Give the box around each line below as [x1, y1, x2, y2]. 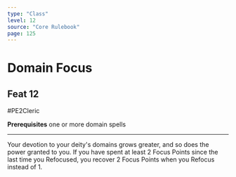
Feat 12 [7, 88, 39, 100]
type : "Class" [7, 10, 49, 18]
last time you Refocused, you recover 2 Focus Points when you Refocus [7, 155, 215, 164]
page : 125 [7, 29, 37, 37]
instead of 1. [7, 163, 43, 171]
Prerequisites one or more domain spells [7, 120, 126, 129]
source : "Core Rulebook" [7, 23, 80, 30]
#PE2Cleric [7, 107, 40, 115]
